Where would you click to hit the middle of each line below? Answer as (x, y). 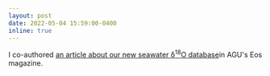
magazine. (26, 63)
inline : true (30, 30)
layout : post (30, 16)
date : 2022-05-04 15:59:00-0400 (62, 23)
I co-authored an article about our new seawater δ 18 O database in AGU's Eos (135, 54)
